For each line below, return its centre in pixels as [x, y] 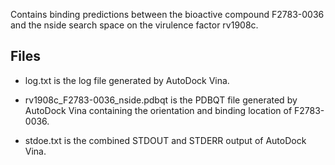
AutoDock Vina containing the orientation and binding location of [158, 110]
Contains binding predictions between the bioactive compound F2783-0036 [167, 14]
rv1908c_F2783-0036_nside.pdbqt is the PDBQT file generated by [161, 100]
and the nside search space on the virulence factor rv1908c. [134, 25]
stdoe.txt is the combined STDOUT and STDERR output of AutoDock [165, 140]
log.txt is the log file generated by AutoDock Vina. [127, 80]
